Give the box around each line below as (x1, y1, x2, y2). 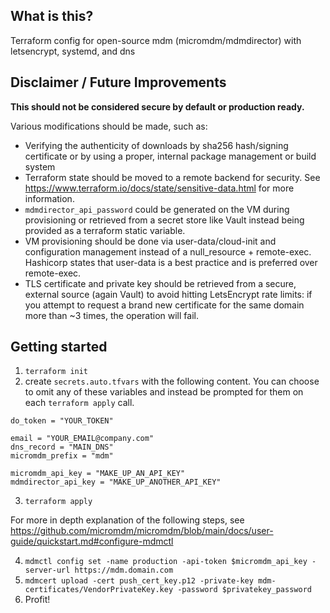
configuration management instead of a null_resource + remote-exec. (24, 245, 312, 258)
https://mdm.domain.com (74, 565, 174, 576)
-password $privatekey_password (177, 585, 312, 595)
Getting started (10, 339, 108, 356)
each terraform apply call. (24, 397, 135, 409)
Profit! (24, 594, 51, 606)
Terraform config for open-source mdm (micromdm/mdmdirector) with (10, 34, 302, 46)
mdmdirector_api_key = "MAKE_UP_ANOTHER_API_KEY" (10, 477, 222, 488)
